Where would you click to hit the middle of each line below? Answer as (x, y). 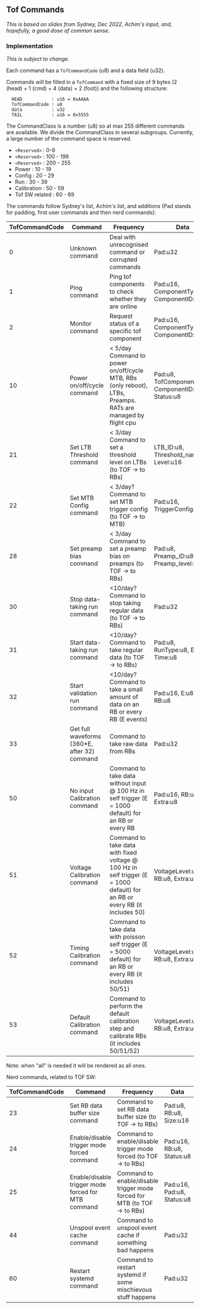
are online (123, 306)
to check (121, 291)
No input (82, 791)
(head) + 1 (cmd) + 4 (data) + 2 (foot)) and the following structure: (87, 88)
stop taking (125, 603)
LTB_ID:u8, (169, 448)
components (127, 284)
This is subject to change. (38, 59)
